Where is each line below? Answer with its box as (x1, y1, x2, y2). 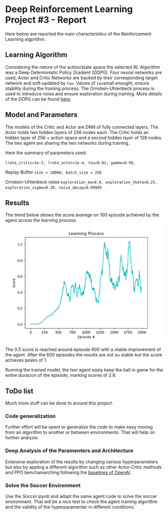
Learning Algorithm (5, 51, 68, 59)
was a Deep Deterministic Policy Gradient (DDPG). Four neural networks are (5, 69, 162, 75)
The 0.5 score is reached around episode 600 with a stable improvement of (5, 346, 161, 352)
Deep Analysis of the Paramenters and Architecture (5, 447, 134, 454)
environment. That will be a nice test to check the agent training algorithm (5, 498, 158, 505)
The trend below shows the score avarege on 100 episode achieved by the (5, 212, 159, 218)
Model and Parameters (5, 110, 78, 119)
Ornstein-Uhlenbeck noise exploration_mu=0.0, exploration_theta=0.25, (5, 179, 157, 185)
